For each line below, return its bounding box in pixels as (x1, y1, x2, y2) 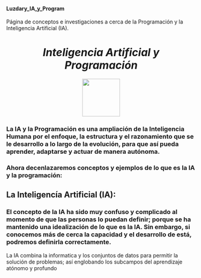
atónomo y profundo (6, 264, 57, 271)
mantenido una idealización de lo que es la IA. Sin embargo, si (6, 223, 191, 232)
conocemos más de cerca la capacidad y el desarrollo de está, (6, 230, 192, 239)
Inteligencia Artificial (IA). (6, 25, 69, 32)
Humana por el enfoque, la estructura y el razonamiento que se (6, 133, 194, 141)
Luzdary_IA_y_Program (6, 5, 65, 12)
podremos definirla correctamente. (6, 238, 111, 247)
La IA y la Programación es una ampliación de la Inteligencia (6, 125, 185, 133)
